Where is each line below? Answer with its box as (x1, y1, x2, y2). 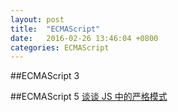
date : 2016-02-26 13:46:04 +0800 (10, 33, 159, 43)
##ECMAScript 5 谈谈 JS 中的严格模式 (10, 91, 168, 103)
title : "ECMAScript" (10, 24, 101, 34)
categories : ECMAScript (10, 42, 110, 53)
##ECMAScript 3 (10, 70, 80, 82)
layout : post (10, 14, 65, 25)
